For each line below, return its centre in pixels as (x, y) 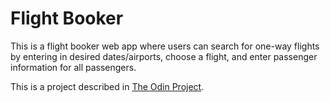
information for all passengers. (73, 67)
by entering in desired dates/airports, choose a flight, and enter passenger (164, 56)
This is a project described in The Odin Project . (107, 86)
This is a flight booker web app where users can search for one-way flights (165, 46)
